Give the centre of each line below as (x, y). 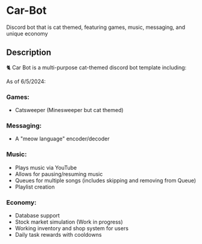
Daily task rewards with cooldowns (58, 234)
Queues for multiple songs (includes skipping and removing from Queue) (106, 180)
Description (29, 53)
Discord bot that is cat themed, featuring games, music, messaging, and (96, 27)
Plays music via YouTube (46, 167)
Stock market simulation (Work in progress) (69, 222)
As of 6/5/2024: (26, 81)
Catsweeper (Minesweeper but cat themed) (69, 110)
